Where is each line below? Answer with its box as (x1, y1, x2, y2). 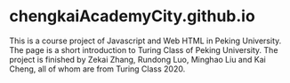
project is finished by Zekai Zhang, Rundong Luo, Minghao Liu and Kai (9, 54, 267, 64)
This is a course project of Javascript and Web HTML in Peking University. (9, 35, 282, 46)
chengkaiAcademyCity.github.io (9, 6, 255, 26)
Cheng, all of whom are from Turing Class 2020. (9, 64, 186, 74)
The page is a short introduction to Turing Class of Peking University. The (9, 44, 278, 55)
